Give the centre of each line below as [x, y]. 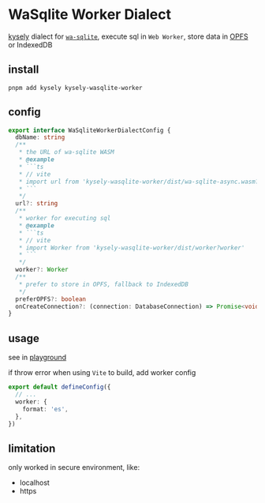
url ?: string [37, 204]
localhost [34, 482]
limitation [32, 448]
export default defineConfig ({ [60, 387]
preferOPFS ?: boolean [51, 299]
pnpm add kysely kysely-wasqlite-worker [76, 88]
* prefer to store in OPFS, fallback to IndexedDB [104, 284]
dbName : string [40, 137]
